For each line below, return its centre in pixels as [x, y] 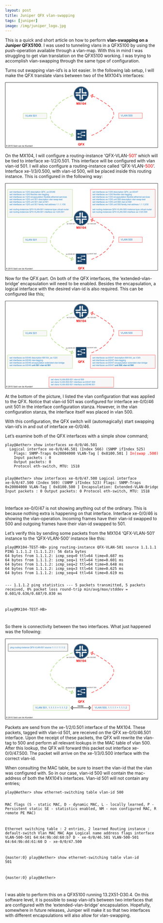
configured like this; [25, 294]
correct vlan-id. [21, 758]
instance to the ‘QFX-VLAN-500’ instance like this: [55, 538]
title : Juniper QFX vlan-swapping [40, 15]
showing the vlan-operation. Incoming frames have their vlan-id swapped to [81, 518]
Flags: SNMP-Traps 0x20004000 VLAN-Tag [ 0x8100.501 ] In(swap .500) [86, 453]
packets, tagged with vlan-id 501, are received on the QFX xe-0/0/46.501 [78, 732]
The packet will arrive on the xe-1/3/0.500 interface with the [89, 753]
